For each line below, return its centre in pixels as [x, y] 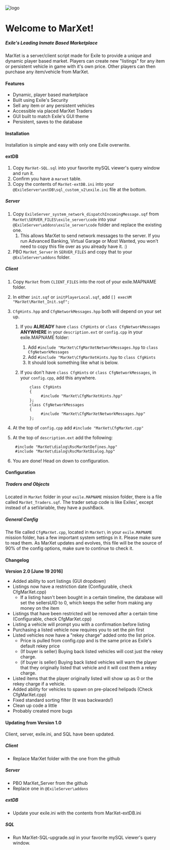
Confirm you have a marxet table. [47, 179]
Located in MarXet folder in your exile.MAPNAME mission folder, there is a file [84, 497]
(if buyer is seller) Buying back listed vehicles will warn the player [89, 662]
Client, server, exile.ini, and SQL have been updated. [60, 734]
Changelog [17, 560]
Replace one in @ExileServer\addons [50, 788]
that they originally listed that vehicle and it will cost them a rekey [88, 668]
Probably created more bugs [42, 711]
